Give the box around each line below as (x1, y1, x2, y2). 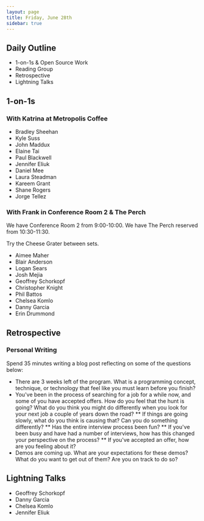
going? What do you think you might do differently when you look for (15, 404, 188, 411)
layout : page (6, 9, 40, 15)
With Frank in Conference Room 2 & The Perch (6, 208, 146, 216)
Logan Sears (15, 265, 47, 272)
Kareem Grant (15, 180, 51, 187)
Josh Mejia (15, 271, 43, 279)
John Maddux (15, 141, 51, 148)
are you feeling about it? (15, 442, 76, 450)
